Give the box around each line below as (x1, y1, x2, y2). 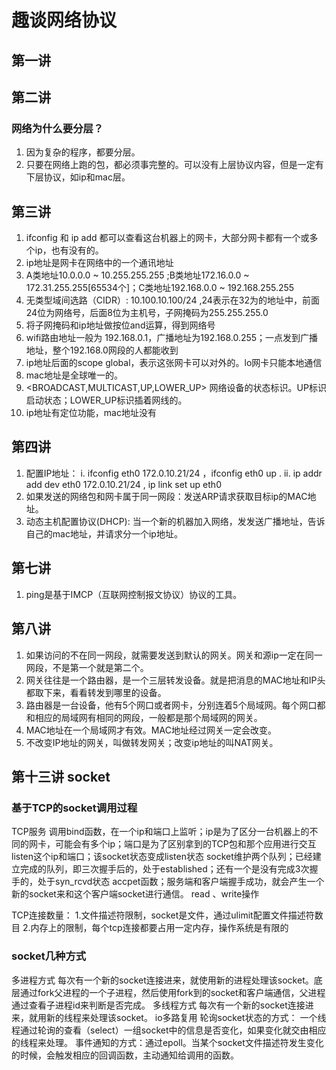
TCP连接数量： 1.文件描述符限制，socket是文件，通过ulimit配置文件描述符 (11, 909, 315, 921)
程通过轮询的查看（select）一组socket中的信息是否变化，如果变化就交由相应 (11, 1024, 327, 1036)
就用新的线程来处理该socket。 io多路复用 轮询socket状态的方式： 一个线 (28, 1011, 327, 1023)
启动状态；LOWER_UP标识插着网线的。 (25, 394, 188, 406)
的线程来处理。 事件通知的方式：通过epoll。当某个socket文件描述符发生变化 (11, 1036, 324, 1048)
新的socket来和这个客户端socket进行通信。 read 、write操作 (11, 888, 260, 900)
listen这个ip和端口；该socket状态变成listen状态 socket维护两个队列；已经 (11, 851, 313, 863)
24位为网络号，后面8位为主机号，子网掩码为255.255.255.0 (25, 307, 269, 319)
